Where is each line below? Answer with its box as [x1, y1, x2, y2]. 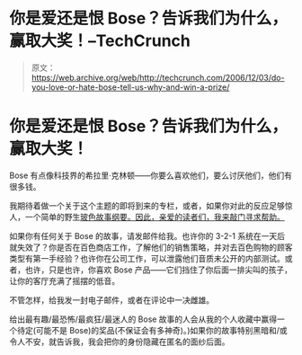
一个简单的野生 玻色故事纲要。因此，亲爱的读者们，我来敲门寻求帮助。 [24, 211, 285, 222]
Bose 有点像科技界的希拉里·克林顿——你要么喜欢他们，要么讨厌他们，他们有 [9, 170, 293, 181]
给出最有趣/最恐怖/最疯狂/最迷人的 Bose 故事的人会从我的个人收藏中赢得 [9, 314, 278, 324]
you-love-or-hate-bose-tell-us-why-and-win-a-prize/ [31, 82, 230, 93]
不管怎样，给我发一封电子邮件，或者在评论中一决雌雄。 [9, 294, 214, 306]
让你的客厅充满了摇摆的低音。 [9, 275, 120, 286]
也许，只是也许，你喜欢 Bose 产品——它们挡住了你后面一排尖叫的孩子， [24, 264, 292, 275]
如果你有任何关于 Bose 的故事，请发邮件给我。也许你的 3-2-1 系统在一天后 [9, 230, 286, 241]
